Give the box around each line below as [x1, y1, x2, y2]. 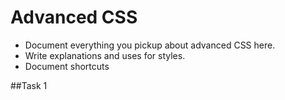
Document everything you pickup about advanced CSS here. [24, 39, 276, 51]
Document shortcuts [24, 60, 110, 72]
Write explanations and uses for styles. [24, 49, 186, 61]
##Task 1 [10, 79, 48, 91]
